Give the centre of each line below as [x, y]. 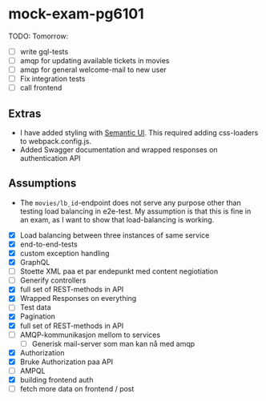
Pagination [38, 316]
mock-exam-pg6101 [76, 14]
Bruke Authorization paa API [66, 362]
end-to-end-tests [48, 244]
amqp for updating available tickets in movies [95, 60]
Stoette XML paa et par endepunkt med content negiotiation [119, 271]
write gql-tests [44, 51]
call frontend [41, 88]
